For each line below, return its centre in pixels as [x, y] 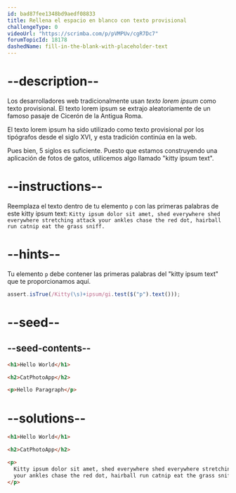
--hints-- [34, 255]
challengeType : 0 [33, 27]
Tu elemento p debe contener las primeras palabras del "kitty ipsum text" [113, 274]
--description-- [53, 81]
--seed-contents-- [49, 348]
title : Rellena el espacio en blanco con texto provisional [97, 20]
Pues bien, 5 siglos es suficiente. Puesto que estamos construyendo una [112, 150]
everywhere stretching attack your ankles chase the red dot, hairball [114, 220]
